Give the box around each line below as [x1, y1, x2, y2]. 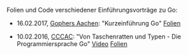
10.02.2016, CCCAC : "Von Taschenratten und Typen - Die [16, 32, 182, 41]
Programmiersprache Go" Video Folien [16, 40, 128, 47]
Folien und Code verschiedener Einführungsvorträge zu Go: [6, 6, 178, 14]
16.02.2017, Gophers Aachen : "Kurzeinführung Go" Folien [16, 19, 181, 27]
